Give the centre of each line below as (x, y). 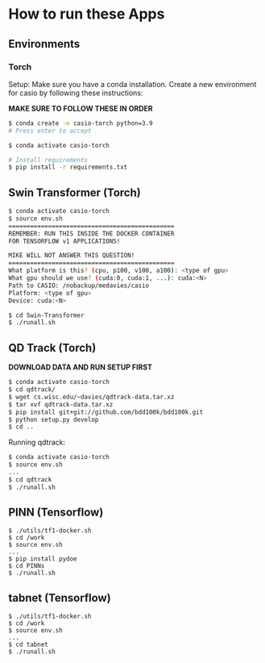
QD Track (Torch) (52, 348)
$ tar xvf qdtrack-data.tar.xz (61, 404)
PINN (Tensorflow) (56, 513)
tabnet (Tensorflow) (60, 598)
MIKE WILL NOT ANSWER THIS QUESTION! (72, 256)
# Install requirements (48, 160)
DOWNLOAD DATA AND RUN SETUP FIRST (81, 367)
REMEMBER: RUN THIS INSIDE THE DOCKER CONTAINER (91, 234)
